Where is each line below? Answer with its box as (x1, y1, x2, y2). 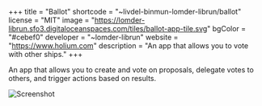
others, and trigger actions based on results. (8, 74, 156, 83)
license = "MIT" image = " (8, 15, 95, 25)
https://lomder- (94, 15, 146, 25)
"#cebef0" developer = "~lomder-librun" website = (8, 32, 179, 42)
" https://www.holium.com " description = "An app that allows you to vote (8, 41, 249, 51)
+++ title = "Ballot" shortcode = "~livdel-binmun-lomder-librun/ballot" (8, 7, 242, 16)
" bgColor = (207, 24, 247, 33)
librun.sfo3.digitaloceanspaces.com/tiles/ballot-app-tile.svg (8, 24, 208, 33)
